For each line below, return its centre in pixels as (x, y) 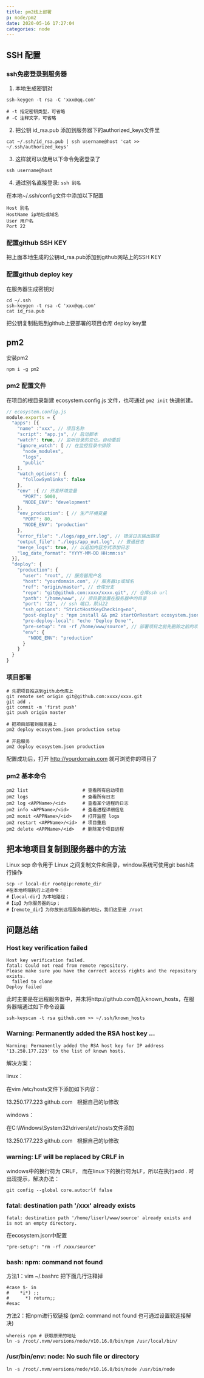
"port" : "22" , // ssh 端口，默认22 (65, 604)
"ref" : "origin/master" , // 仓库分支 (68, 587)
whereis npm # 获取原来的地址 (41, 1336)
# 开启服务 (18, 742)
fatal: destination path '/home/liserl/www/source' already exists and (99, 1218)
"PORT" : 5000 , (40, 496)
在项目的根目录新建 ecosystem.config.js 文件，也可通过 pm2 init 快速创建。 (101, 400)
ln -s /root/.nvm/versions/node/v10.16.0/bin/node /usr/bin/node (90, 1369)
